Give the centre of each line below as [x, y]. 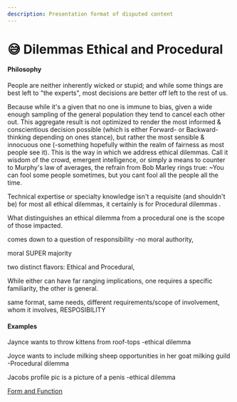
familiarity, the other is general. [53, 288]
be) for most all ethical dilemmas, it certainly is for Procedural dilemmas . [114, 204]
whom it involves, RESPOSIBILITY [57, 310]
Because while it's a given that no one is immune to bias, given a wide [110, 107]
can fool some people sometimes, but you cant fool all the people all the [113, 175]
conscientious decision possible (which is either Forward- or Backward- [113, 130]
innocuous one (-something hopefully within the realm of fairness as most [116, 145]
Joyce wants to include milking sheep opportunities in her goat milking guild [119, 356]
